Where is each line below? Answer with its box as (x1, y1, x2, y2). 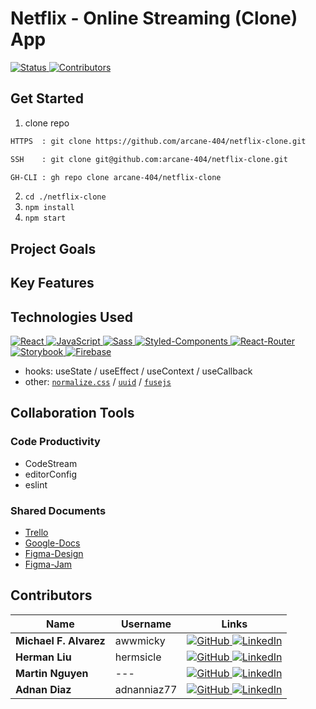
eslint (24, 478, 48, 491)
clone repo (24, 117, 70, 129)
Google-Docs (24, 537, 81, 549)
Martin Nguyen (15, 666, 89, 680)
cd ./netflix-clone (24, 192, 107, 202)
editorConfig (24, 468, 78, 480)
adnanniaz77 (114, 682, 178, 696)
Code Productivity (10, 435, 101, 449)
